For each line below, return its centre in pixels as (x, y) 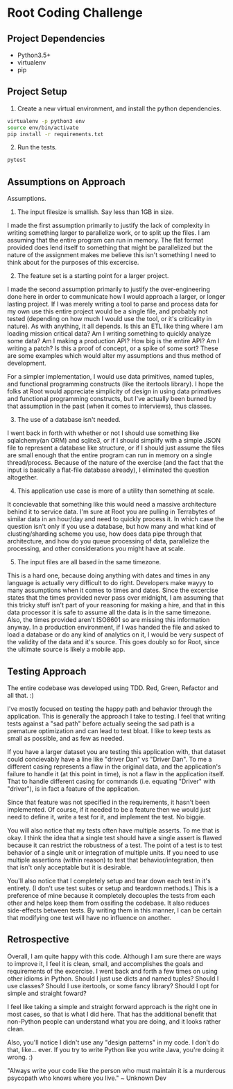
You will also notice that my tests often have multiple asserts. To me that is (113, 830)
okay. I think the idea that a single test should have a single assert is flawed (115, 837)
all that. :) (20, 695)
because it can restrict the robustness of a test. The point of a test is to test (115, 845)
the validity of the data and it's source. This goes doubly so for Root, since (113, 642)
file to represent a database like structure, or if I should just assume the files (116, 448)
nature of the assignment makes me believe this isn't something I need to (112, 255)
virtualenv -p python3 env (46, 121)
